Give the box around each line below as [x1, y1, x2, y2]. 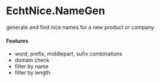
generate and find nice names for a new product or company [6, 24, 155, 31]
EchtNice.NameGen [6, 4, 105, 18]
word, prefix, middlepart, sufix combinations [14, 50, 123, 57]
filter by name [14, 63, 49, 70]
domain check [14, 57, 50, 64]
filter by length [14, 69, 51, 76]
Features [6, 37, 28, 44]
